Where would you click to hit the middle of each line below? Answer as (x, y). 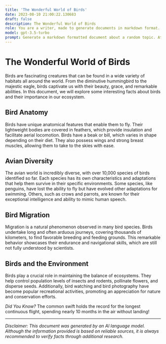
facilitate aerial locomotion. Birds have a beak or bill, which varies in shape (81, 135)
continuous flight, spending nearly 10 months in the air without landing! (77, 312)
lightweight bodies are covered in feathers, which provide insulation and (79, 130)
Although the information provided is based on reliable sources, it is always (82, 331)
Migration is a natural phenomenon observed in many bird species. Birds (79, 227)
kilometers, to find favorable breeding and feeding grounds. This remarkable (83, 238)
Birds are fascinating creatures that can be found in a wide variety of (75, 75)
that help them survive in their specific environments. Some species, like (79, 184)
